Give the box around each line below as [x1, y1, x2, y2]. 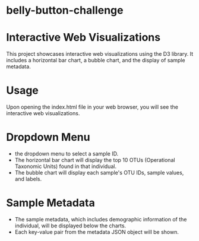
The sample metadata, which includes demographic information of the [14, 215, 187, 223]
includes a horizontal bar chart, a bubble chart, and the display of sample [6, 57, 185, 64]
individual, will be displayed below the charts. [14, 222, 127, 229]
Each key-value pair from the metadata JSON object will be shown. [14, 228, 179, 235]
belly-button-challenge [6, 4, 124, 17]
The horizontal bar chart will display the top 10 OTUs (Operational [14, 157, 175, 163]
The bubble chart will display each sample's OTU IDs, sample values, [14, 169, 184, 176]
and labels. [14, 176, 42, 182]
